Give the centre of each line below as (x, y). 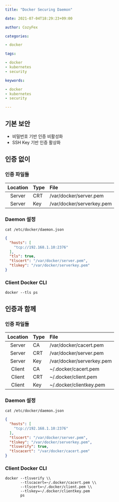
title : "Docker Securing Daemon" (39, 10)
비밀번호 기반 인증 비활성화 (37, 136)
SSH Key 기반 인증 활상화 (36, 142)
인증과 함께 (21, 309)
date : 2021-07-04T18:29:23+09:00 (39, 18)
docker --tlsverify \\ (28, 479)
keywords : (15, 80)
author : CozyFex (21, 27)
